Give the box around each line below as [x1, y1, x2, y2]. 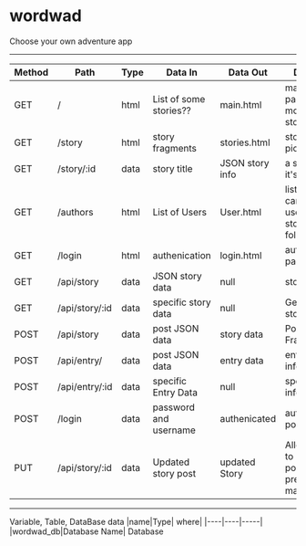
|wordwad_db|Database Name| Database [9, 526, 164, 537]
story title [152, 162, 193, 174]
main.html [219, 98, 262, 110]
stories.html [219, 136, 270, 149]
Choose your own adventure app [9, 36, 133, 47]
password [152, 401, 196, 414]
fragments [152, 142, 198, 154]
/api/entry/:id [57, 380, 113, 393]
